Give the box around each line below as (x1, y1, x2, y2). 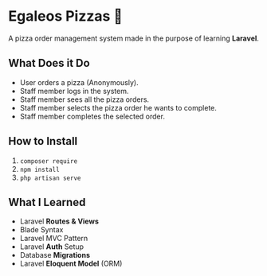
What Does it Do (8, 56, 90, 70)
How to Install (8, 134, 78, 148)
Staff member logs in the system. (19, 86, 129, 95)
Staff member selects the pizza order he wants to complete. (19, 103, 218, 112)
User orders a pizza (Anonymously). (19, 77, 139, 87)
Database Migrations (19, 251, 90, 260)
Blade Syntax (19, 225, 64, 235)
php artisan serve (19, 174, 81, 182)
